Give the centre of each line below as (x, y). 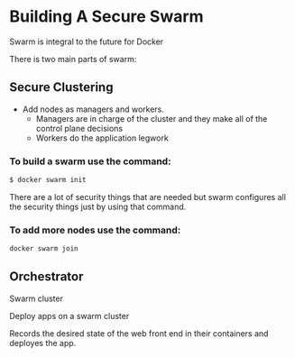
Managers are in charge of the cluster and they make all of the (152, 118)
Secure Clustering (61, 87)
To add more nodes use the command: (95, 230)
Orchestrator (46, 277)
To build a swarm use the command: (90, 161)
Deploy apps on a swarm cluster (69, 316)
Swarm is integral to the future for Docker (87, 41)
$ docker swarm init (48, 180)
